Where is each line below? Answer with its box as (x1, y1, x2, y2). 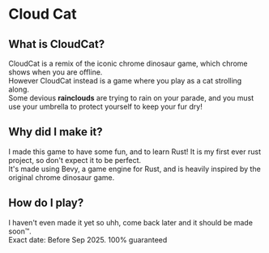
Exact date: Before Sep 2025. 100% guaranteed (8, 234, 168, 244)
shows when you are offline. (8, 67, 103, 77)
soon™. (8, 226, 32, 236)
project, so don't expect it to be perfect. (8, 155, 142, 165)
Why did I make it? (8, 125, 103, 139)
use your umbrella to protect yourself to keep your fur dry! (8, 102, 203, 111)
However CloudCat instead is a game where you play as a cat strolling (8, 76, 242, 85)
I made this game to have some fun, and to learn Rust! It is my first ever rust (8, 147, 262, 157)
